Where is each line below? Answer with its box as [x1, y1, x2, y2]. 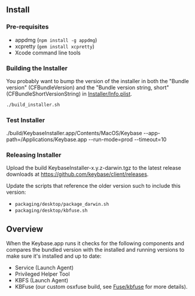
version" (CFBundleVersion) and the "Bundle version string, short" [6, 84, 169, 91]
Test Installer [6, 116, 45, 124]
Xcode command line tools [14, 49, 81, 56]
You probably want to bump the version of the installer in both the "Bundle [6, 77, 190, 84]
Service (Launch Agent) [14, 264, 74, 271]
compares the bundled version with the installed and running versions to [6, 246, 185, 254]
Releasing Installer [6, 151, 62, 159]
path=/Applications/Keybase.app [6, 136, 87, 143]
